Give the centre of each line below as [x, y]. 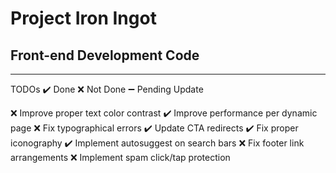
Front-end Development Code [105, 55]
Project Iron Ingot [83, 18]
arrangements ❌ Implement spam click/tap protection [120, 157]
